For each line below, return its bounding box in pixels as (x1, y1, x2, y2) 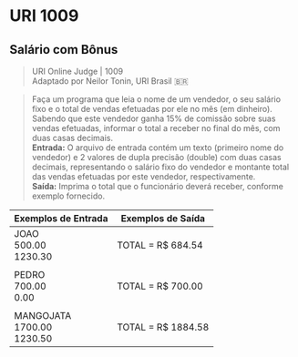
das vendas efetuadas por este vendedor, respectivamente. (31, 171, 256, 182)
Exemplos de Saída (120, 212, 206, 224)
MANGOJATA (14, 310, 72, 321)
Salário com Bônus (9, 42, 118, 57)
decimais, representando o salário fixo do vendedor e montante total (31, 161, 290, 172)
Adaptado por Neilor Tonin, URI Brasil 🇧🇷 (31, 76, 189, 87)
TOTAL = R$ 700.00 (117, 280, 203, 292)
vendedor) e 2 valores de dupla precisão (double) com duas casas (31, 152, 282, 162)
